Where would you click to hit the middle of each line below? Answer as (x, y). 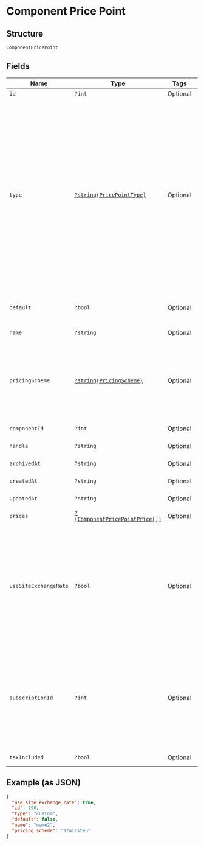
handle (19, 446)
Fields (18, 66)
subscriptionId (31, 698)
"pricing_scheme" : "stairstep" (51, 830)
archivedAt (25, 463)
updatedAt (23, 498)
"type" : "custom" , (35, 814)
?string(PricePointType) (110, 195)
